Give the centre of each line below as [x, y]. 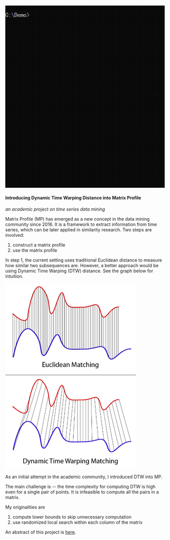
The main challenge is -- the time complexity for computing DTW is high [80, 486]
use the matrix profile [35, 250]
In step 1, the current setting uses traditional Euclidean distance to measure [84, 260]
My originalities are [25, 507]
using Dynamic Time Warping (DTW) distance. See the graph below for [79, 271]
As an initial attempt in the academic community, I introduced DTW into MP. [84, 477]
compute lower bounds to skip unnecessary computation [72, 517]
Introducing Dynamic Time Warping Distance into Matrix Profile [73, 198]
